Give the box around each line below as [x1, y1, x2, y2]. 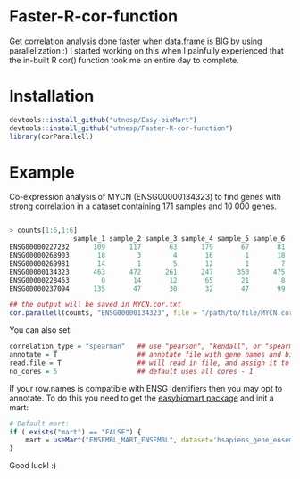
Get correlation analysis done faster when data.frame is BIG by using [9, 36, 262, 46]
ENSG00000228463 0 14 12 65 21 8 [9, 276, 286, 285]
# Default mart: [9, 419, 70, 428]
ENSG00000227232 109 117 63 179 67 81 [9, 243, 286, 252]
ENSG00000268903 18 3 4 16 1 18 [9, 252, 286, 260]
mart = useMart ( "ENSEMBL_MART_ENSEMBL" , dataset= [25, 435, 214, 445]
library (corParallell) [9, 132, 94, 141]
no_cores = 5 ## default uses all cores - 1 [9, 367, 254, 376]
